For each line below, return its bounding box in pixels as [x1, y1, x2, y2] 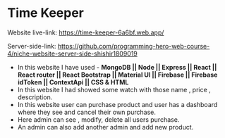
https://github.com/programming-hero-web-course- [57, 42, 210, 50]
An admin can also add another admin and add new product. [17, 123, 194, 131]
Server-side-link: [7, 42, 56, 50]
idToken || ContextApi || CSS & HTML [17, 77, 129, 86]
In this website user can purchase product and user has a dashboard [17, 100, 218, 108]
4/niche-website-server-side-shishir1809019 [7, 49, 138, 58]
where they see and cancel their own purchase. [17, 108, 157, 116]
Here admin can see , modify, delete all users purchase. [17, 115, 180, 124]
